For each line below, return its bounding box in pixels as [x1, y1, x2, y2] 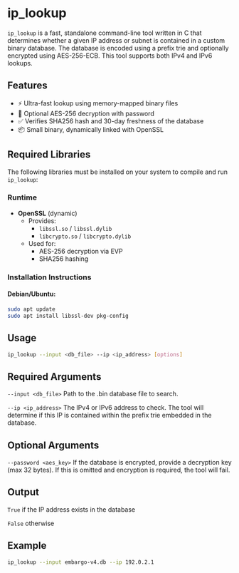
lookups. [7, 58, 33, 67]
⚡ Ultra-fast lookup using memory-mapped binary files [17, 98, 179, 108]
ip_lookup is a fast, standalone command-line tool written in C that [7, 29, 202, 37]
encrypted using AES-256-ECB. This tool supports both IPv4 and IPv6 [7, 51, 213, 60]
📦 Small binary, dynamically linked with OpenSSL [17, 125, 164, 133]
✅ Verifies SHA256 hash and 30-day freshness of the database [17, 116, 204, 125]
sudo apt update [7, 305, 55, 313]
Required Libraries [7, 148, 91, 161]
